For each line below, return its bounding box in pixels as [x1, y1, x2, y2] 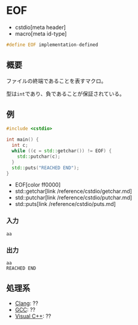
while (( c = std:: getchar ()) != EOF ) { [11, 148, 112, 154]
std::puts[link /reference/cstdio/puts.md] [14, 201, 116, 208]
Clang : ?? [14, 300, 39, 307]
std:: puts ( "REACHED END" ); [11, 164, 80, 171]
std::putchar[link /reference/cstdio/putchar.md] [14, 194, 133, 201]
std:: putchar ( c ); [17, 153, 61, 159]
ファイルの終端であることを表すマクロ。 [6, 77, 107, 85]
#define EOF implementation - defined [6, 42, 98, 48]
